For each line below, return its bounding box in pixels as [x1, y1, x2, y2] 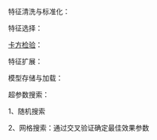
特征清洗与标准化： [8, 7, 70, 16]
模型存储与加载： [8, 74, 63, 82]
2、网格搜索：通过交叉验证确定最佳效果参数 [8, 124, 150, 132]
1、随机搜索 [8, 106, 45, 116]
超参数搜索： [8, 90, 49, 99]
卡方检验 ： [8, 40, 43, 49]
